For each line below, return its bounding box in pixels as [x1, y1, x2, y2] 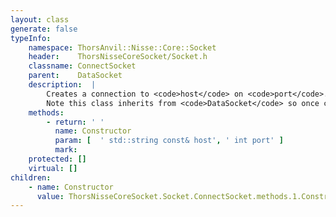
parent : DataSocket [28, 71, 123, 81]
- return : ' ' [46, 117, 105, 127]
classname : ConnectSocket [28, 61, 137, 71]
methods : [28, 107, 65, 118]
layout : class [10, 14, 70, 25]
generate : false [10, 24, 78, 34]
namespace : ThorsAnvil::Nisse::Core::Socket [28, 42, 217, 53]
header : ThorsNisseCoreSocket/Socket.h [28, 52, 208, 62]
